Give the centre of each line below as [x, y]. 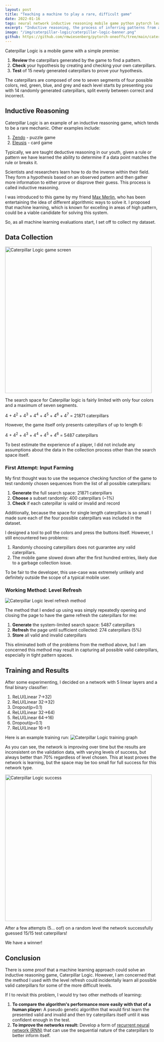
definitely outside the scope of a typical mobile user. [58, 577]
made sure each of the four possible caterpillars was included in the [73, 518]
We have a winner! [24, 943]
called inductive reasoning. [32, 187]
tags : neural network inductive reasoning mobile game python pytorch [78, 23]
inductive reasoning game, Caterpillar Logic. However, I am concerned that [80, 975]
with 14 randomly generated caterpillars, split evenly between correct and [79, 90]
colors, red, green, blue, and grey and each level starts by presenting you [79, 85]
